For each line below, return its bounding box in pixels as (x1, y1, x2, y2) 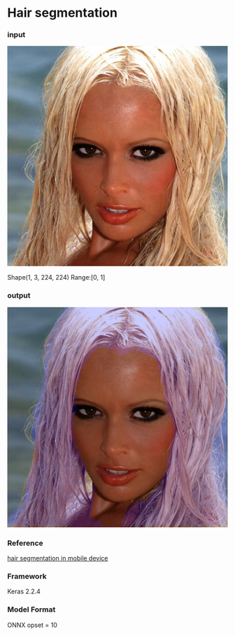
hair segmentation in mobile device (7, 554, 108, 563)
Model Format (7, 605, 56, 614)
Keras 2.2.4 (7, 587, 41, 595)
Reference (7, 538, 43, 548)
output (7, 291, 31, 301)
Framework (7, 572, 47, 581)
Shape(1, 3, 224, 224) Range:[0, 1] (7, 273, 106, 282)
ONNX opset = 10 (7, 621, 58, 629)
